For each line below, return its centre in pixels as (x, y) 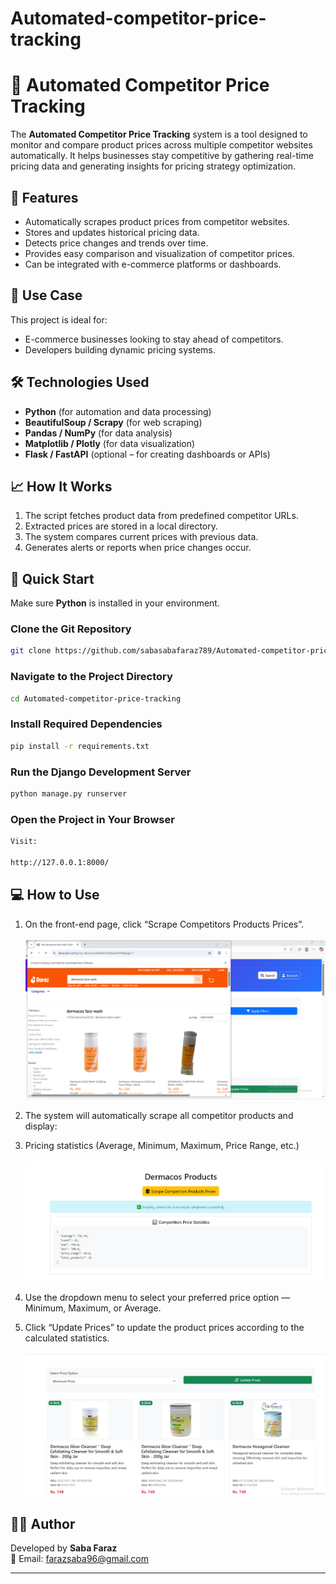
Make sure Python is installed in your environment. (115, 603)
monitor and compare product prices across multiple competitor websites (161, 145)
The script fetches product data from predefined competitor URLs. (161, 516)
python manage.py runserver (69, 794)
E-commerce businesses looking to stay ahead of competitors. (154, 339)
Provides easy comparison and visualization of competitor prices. (159, 253)
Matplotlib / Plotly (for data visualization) (110, 443)
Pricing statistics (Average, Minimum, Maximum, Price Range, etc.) (162, 1146)
